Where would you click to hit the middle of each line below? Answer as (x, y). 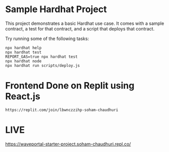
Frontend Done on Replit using (70, 86)
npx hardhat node (23, 61)
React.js (23, 97)
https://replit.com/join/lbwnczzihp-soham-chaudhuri (62, 110)
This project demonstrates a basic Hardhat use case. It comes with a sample (85, 23)
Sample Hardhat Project (56, 9)
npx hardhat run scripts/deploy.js (43, 65)
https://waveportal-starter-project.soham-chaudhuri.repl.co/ (68, 144)
